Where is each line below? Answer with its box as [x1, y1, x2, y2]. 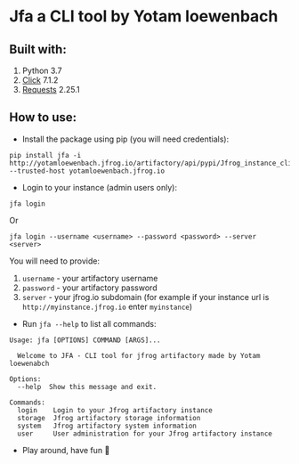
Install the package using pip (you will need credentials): [21, 134, 230, 144]
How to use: [9, 110, 77, 126]
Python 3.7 [21, 65, 62, 76]
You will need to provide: [9, 256, 101, 266]
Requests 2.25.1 [21, 85, 80, 94]
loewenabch [9, 359, 50, 368]
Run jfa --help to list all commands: [21, 318, 157, 329]
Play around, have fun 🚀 [21, 444, 110, 455]
